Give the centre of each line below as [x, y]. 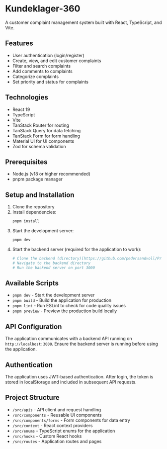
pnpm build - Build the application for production [62, 300]
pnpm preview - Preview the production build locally [65, 311]
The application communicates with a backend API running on [69, 339]
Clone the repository [33, 207]
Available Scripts [32, 283]
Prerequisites [26, 162]
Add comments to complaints [42, 71]
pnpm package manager [38, 179]
